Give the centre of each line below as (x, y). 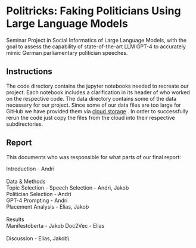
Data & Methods (26, 181)
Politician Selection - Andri (39, 194)
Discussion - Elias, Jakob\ (38, 238)
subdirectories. (25, 124)
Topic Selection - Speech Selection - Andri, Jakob (68, 187)
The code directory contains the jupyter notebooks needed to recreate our (97, 86)
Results (15, 219)
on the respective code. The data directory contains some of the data (91, 98)
